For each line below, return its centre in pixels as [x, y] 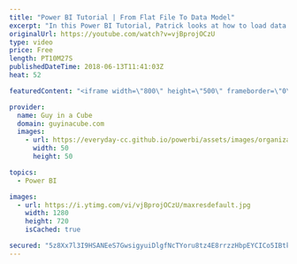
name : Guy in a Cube [55, 115]
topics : [23, 172]
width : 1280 [47, 214]
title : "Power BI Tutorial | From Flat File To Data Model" [122, 17]
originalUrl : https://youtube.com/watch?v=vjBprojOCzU [112, 34]
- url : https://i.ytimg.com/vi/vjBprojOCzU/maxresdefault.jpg [134, 205]
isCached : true [53, 230]
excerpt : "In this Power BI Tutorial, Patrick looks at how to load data [148, 26]
